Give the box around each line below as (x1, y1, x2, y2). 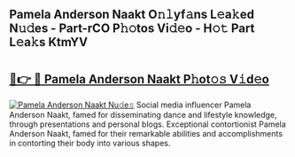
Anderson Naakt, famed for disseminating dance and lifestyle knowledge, (9, 110, 277, 120)
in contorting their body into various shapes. (9, 137, 171, 148)
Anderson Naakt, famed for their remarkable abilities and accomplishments (9, 129, 283, 138)
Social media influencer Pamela (136, 99, 252, 110)
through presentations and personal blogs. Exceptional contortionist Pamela (9, 119, 286, 130)
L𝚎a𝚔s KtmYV (9, 35, 89, 50)
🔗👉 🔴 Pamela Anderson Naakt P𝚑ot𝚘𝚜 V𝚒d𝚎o (9, 71, 270, 87)
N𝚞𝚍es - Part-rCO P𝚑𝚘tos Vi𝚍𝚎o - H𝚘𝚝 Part (9, 21, 255, 36)
